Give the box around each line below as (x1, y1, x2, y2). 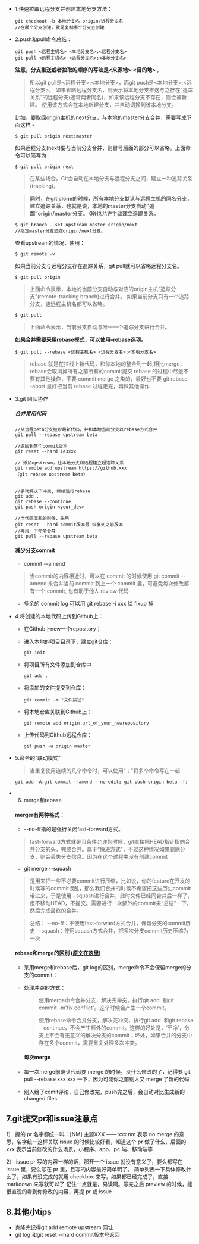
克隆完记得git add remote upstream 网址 (14, 1224, 113, 1231)
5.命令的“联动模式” (14, 754, 61, 762)
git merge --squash (23, 865, 71, 872)
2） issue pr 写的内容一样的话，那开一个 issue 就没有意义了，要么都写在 (6, 1158, 183, 1165)
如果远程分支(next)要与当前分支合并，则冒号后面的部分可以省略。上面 (14, 145, 186, 151)
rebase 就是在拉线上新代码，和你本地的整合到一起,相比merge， (29, 360, 185, 367)
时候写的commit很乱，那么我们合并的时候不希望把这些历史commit (29, 885, 191, 892)
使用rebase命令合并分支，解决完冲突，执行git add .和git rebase (38, 1017, 194, 1024)
